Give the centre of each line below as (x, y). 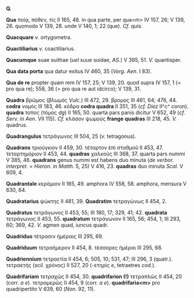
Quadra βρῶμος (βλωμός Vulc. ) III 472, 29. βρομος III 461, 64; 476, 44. (92, 100)
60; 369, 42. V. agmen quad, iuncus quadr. (57, 225)
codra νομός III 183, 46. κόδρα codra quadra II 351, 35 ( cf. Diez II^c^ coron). (97, 106)
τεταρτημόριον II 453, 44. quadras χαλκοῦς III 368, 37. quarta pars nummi (96, 154)
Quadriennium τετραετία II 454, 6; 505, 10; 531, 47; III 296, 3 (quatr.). (89, 259)
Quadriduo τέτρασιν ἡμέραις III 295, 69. (55, 236)
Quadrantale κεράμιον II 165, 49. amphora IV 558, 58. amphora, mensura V (96, 184)
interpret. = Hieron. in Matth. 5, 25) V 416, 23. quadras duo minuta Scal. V (95, 166)
